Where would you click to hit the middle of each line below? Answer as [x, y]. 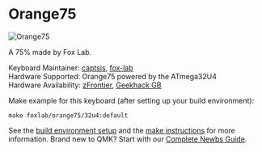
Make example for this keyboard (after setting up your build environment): [131, 100]
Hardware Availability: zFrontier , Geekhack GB [85, 85]
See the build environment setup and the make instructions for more [122, 130]
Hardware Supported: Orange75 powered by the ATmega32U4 [112, 76]
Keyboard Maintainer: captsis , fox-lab [71, 68]
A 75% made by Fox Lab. [50, 52]
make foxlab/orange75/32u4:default [68, 115]
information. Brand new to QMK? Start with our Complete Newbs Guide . [128, 139]
